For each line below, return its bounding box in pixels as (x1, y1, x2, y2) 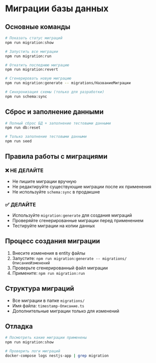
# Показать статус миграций (5, 35, 63, 40)
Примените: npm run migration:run (12, 270, 85, 276)
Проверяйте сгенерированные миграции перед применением (12, 218, 144, 224)
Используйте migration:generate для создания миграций (12, 212, 132, 218)
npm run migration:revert (5, 67, 58, 72)
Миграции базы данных (5, 3, 109, 14)
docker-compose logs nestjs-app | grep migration (5, 353, 109, 359)
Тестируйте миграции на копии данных (12, 223, 95, 229)
